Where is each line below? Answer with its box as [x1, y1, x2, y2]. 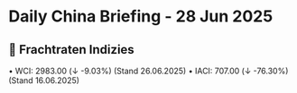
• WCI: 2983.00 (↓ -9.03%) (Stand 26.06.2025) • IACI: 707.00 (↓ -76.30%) [8, 65, 289, 76]
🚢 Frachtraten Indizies [8, 42, 135, 57]
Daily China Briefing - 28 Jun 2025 [8, 6, 274, 27]
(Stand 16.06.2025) [8, 75, 80, 86]
